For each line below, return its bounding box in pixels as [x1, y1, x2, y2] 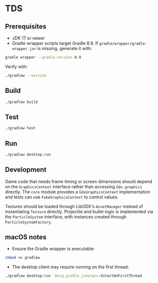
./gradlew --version [5, 73, 47, 78]
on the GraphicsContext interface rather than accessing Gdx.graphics [5, 183, 142, 190]
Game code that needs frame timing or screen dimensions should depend [5, 178, 153, 184]
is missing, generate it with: [37, 46, 92, 51]
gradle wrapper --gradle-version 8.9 [5, 55, 81, 60]
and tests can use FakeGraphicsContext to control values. [5, 194, 119, 200]
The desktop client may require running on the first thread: [12, 264, 129, 270]
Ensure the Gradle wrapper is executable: [12, 246, 95, 252]
